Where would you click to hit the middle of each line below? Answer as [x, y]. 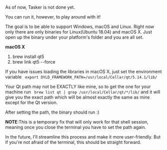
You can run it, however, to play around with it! [53, 17]
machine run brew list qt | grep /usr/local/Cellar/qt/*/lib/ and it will [83, 92]
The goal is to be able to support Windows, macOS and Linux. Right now [80, 26]
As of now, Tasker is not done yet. [40, 7]
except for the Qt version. [31, 102]
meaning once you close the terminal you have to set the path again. [76, 127]
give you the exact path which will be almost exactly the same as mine [77, 97]
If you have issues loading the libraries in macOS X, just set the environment [83, 71]
